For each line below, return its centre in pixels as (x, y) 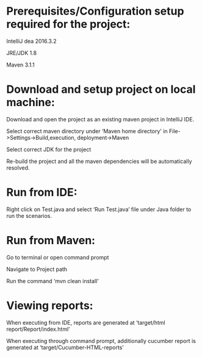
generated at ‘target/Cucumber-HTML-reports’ (65, 347)
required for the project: (68, 24)
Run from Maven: (51, 240)
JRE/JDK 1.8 (22, 52)
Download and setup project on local (101, 89)
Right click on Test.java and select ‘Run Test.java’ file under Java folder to (99, 209)
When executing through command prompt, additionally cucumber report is (101, 341)
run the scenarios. (29, 215)
